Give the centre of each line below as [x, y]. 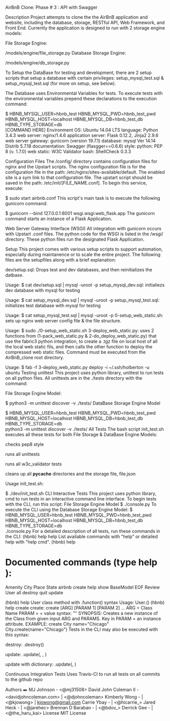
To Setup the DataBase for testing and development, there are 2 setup [78, 73]
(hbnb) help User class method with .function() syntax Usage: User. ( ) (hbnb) [85, 602]
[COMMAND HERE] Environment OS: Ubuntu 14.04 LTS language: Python [82, 130]
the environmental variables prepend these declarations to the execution [81, 99]
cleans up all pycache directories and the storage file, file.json [71, 474]
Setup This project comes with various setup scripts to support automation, [84, 249]
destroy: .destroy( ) [25, 644]
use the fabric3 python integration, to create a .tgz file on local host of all [81, 341]
